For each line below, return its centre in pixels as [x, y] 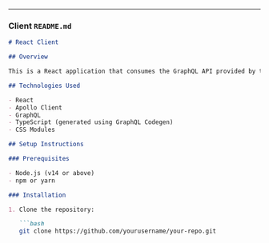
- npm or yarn [32, 181]
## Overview [28, 57]
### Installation [37, 195]
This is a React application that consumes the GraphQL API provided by [132, 72]
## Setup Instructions [46, 145]
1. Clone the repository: [51, 209]
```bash [32, 224]
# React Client [34, 42]
